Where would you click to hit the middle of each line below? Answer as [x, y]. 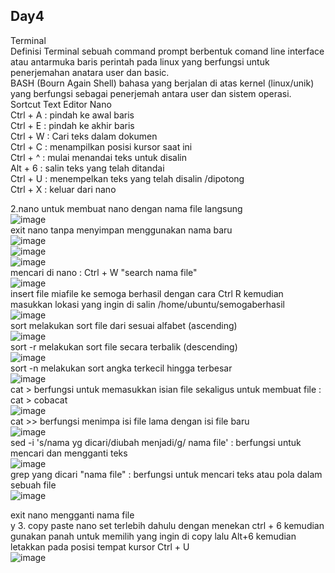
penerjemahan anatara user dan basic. [90, 72]
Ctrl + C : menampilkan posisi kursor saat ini [101, 146]
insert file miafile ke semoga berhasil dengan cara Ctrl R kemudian [147, 293]
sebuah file [33, 485]
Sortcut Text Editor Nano [61, 104]
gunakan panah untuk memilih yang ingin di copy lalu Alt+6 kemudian [153, 536]
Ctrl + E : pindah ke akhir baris [72, 125]
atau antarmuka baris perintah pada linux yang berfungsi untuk [140, 61]
